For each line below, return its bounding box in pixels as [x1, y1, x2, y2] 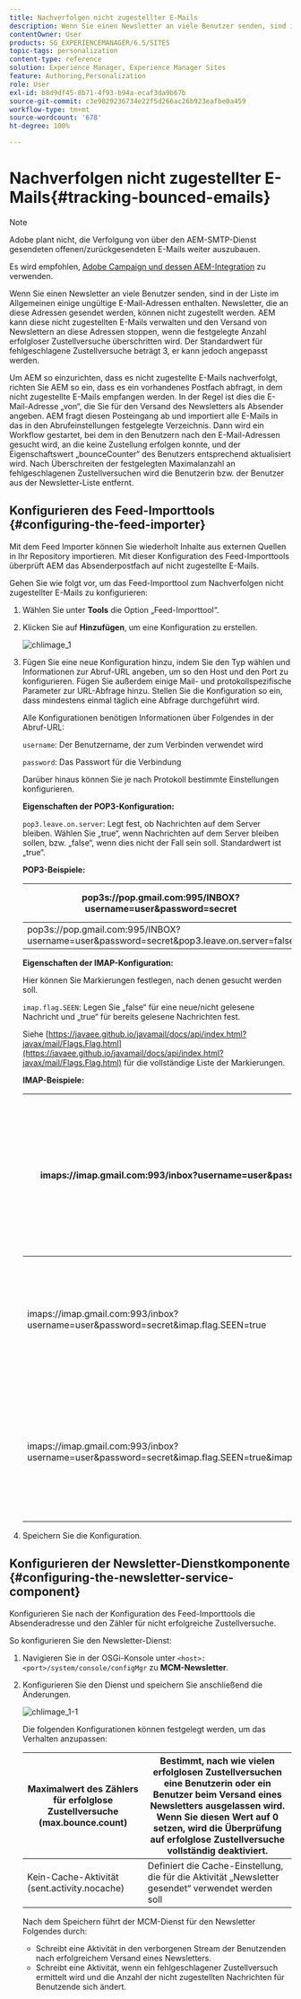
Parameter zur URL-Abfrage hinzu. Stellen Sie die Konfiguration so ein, [21, 685, 283, 696]
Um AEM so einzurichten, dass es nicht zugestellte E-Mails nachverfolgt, [9, 372, 278, 382]
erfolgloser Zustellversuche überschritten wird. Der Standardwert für [9, 336, 263, 346]
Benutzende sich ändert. [35, 1981, 127, 1992]
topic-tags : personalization [9, 47, 118, 56]
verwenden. [9, 270, 54, 281]
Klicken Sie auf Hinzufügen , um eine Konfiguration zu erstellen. [21, 621, 258, 633]
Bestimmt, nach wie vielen [159, 1754, 275, 1767]
